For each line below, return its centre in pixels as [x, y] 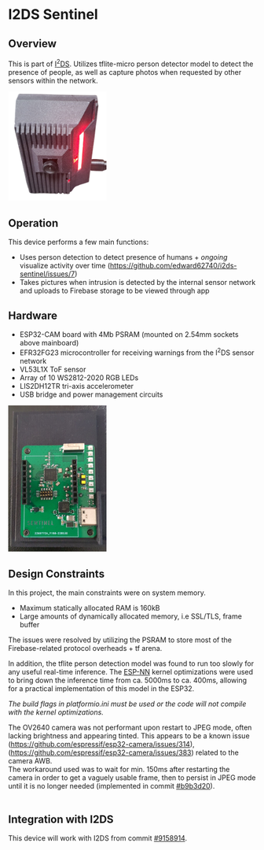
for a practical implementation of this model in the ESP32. [101, 689]
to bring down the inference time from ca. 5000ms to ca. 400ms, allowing [128, 680]
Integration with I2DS [61, 819]
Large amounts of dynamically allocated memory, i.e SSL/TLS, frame [130, 616]
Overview [33, 44]
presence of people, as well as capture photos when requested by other [125, 72]
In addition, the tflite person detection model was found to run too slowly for [131, 663]
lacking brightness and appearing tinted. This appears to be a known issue [129, 736]
